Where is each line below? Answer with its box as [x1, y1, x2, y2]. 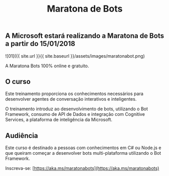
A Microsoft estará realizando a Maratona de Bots [5, 31, 164, 40]
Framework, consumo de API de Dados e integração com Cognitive [5, 111, 145, 117]
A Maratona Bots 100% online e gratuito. [5, 63, 89, 69]
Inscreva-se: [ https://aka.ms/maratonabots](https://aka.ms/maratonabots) [5, 165, 159, 171]
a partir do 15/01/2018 [5, 39, 76, 48]
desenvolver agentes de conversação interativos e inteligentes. [5, 96, 137, 102]
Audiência [5, 131, 38, 140]
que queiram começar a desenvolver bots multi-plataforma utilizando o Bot [5, 150, 161, 156]
